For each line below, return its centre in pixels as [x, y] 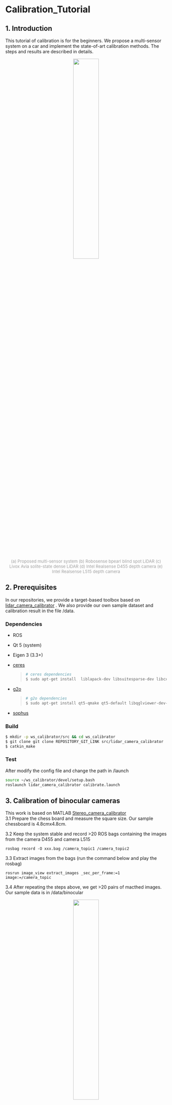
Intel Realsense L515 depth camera [86, 571]
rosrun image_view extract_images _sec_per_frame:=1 [63, 873]
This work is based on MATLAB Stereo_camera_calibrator [66, 813]
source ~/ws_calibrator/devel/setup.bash [50, 780]
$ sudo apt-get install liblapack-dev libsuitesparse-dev [90, 679]
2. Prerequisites [31, 587]
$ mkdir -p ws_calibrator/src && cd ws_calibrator [60, 737]
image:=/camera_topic [28, 878]
